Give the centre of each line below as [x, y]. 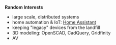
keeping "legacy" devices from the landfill [56, 27]
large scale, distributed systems [46, 17]
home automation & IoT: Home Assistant [54, 22]
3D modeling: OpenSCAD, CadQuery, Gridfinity [61, 33]
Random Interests [24, 7]
